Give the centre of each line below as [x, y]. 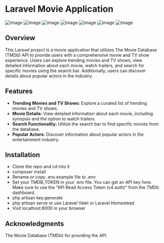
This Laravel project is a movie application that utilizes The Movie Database [81, 49]
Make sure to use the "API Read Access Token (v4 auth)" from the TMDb [85, 188]
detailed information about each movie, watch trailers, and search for [75, 65]
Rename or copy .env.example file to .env [54, 177]
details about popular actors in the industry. [49, 76]
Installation [23, 155]
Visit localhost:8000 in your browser [49, 208]
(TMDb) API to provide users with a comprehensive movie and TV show [77, 55]
